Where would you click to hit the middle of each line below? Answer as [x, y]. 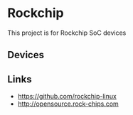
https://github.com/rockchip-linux [67, 97]
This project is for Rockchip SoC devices [67, 33]
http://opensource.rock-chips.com [68, 104]
